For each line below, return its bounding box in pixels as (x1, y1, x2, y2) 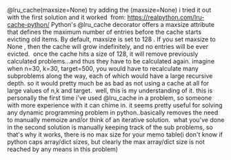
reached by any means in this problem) (7, 145, 119, 153)
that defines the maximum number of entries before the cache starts (7, 28, 202, 36)
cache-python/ (7, 21, 50, 28)
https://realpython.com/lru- (127, 13, 205, 21)
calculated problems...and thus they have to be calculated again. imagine (7, 57, 215, 65)
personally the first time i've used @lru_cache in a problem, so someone (7, 94, 212, 102)
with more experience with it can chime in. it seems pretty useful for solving (7, 101, 223, 109)
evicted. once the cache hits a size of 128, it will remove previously (7, 50, 199, 58)
